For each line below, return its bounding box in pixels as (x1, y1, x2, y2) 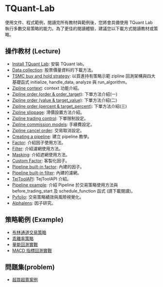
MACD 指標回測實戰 (12, 247, 52, 253)
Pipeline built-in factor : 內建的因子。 (12, 164, 85, 169)
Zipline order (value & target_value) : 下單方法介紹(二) (12, 97, 117, 103)
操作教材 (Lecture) (5, 47, 61, 56)
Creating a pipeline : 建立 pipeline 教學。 (12, 134, 92, 139)
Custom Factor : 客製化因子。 (12, 158, 70, 164)
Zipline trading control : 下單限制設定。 (12, 115, 89, 121)
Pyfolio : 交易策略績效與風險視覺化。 (12, 194, 84, 200)
